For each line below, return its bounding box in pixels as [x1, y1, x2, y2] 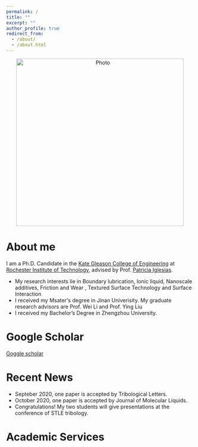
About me [6, 240, 56, 254]
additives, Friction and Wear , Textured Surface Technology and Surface [14, 284, 192, 291]
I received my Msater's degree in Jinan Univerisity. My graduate [14, 296, 172, 304]
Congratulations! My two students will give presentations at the [14, 403, 170, 410]
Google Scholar [6, 330, 84, 343]
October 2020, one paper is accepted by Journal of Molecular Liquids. [14, 396, 188, 404]
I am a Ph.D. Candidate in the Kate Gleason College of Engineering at [6, 260, 175, 267]
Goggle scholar [6, 349, 44, 357]
